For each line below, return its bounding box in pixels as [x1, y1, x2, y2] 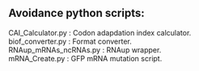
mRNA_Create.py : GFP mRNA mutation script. [8, 53, 163, 63]
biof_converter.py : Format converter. [8, 36, 132, 46]
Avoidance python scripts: [8, 6, 145, 20]
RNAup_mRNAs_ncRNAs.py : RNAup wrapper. [8, 44, 162, 55]
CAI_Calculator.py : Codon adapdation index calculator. [8, 27, 192, 37]
